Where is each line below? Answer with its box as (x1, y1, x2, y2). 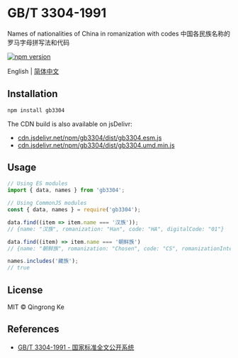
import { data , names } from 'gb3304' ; (7, 186, 125, 194)
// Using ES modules (7, 180, 69, 187)
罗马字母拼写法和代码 (7, 38, 69, 47)
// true (7, 264, 30, 272)
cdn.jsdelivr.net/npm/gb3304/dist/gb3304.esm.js (17, 133, 162, 142)
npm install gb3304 (7, 106, 65, 114)
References (7, 323, 59, 335)
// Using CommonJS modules (7, 200, 87, 207)
